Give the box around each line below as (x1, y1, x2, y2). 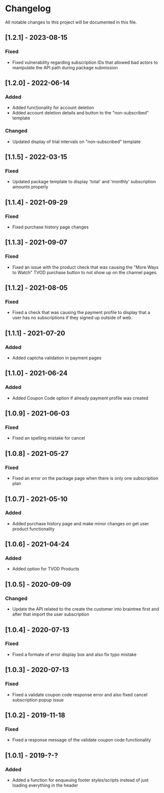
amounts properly (12, 184, 49, 190)
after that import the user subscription (12, 611, 89, 617)
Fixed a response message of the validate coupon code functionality (12, 737, 151, 743)
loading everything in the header (12, 782, 79, 788)
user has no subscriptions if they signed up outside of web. (12, 315, 133, 321)
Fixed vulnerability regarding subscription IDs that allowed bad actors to (12, 59, 158, 65)
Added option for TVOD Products (12, 566, 80, 572)
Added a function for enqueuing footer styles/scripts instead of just (12, 777, 149, 783)
